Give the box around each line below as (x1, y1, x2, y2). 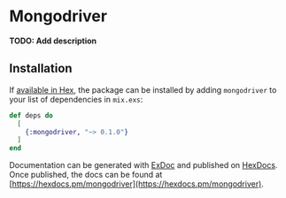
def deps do (9, 110, 53, 120)
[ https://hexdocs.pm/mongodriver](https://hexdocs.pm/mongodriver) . (9, 179, 264, 189)
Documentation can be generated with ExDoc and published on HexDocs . (9, 160, 278, 171)
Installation (9, 61, 73, 76)
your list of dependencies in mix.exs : (9, 94, 143, 104)
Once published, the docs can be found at (9, 170, 163, 180)
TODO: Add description (9, 35, 97, 46)
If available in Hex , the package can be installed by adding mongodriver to (9, 84, 277, 95)
